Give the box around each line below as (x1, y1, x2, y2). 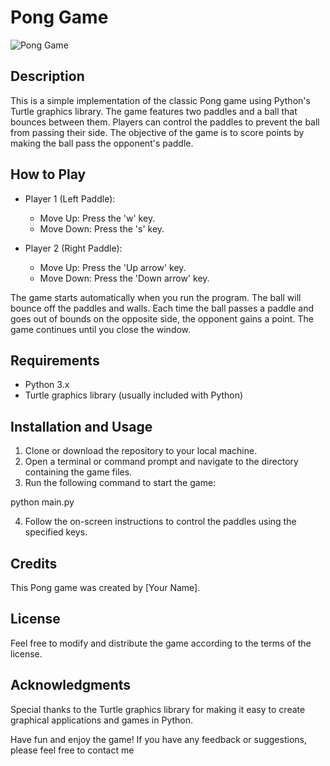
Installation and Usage (10, 418, 153, 435)
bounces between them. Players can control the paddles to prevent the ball (10, 116, 320, 128)
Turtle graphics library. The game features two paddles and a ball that (10, 105, 298, 117)
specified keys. (24, 526, 88, 538)
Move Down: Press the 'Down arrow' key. (39, 272, 210, 284)
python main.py (10, 496, 75, 508)
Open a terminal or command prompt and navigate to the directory (24, 456, 299, 468)
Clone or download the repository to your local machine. (24, 445, 258, 457)
